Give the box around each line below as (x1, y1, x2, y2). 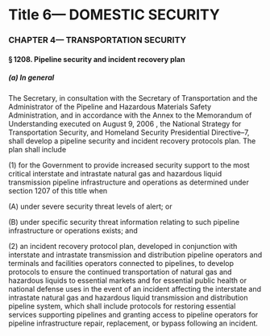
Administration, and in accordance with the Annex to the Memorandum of (8, 110, 252, 120)
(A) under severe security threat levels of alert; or (8, 201, 172, 211)
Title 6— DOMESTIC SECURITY (8, 6, 220, 24)
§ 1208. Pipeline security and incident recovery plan (8, 54, 185, 64)
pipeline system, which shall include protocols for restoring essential (8, 301, 236, 311)
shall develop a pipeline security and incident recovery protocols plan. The (8, 135, 256, 146)
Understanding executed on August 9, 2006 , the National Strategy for (8, 118, 242, 128)
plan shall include (8, 144, 67, 154)
